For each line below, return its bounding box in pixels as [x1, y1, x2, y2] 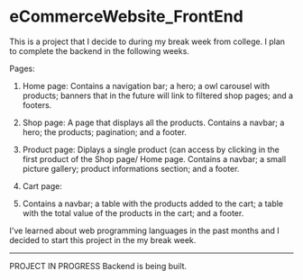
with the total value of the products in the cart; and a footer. [22, 207, 244, 218]
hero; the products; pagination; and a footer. [22, 126, 188, 137]
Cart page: [22, 180, 63, 191]
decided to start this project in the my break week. [9, 234, 197, 245]
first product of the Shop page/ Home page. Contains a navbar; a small [22, 153, 287, 164]
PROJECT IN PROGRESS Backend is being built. [9, 260, 188, 271]
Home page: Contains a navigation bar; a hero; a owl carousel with [22, 80, 271, 91]
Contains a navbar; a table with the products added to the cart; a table [22, 198, 284, 209]
